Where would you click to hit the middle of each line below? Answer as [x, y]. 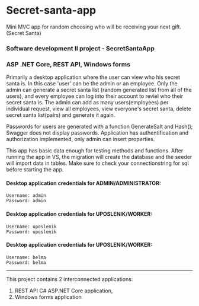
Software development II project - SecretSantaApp [81, 48]
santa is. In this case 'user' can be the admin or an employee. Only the [92, 84]
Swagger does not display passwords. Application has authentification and [97, 133]
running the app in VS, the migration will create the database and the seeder [99, 157]
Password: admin [26, 201]
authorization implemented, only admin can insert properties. [81, 139]
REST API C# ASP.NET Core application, [64, 291]
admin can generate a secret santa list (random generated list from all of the [99, 90]
